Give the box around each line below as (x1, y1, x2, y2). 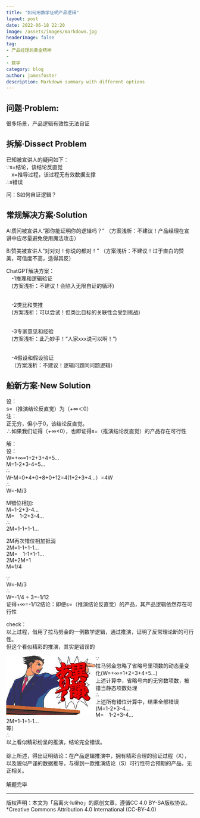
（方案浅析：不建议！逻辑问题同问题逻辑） (11, 361, 116, 369)
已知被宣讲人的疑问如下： (6, 155, 69, 163)
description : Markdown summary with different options (6, 79, 145, 85)
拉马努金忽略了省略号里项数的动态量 (95, 662, 185, 669)
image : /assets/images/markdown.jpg (6, 29, 97, 35)
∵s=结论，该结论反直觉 (6, 163, 63, 170)
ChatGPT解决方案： (6, 267, 55, 274)
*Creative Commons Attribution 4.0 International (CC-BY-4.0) (6, 805, 157, 813)
